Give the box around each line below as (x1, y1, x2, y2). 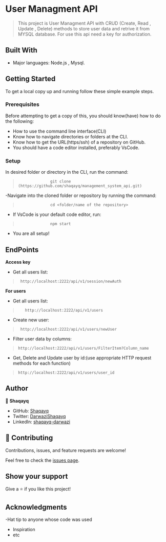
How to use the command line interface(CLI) (12, 128, 107, 134)
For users (5, 287, 26, 294)
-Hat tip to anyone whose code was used (5, 516, 92, 522)
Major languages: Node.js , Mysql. (12, 60, 86, 66)
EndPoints (5, 245, 39, 254)
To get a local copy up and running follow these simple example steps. (5, 88, 154, 94)
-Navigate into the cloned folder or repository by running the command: (5, 192, 157, 198)
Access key (5, 259, 31, 265)
